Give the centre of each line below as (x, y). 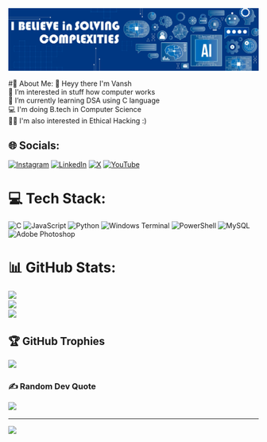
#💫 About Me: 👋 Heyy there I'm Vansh (70, 83)
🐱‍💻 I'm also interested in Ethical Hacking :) (77, 120)
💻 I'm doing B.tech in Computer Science (75, 109)
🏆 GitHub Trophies (57, 341)
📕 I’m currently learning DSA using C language (84, 100)
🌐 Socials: (34, 145)
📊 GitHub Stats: (62, 268)
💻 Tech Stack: (57, 198)
